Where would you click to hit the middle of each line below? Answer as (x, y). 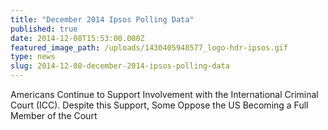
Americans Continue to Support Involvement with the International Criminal (164, 94)
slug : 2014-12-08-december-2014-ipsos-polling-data (120, 66)
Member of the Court (54, 115)
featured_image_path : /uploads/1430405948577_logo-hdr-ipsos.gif (149, 47)
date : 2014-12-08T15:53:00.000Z (77, 38)
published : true (44, 29)
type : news (33, 57)
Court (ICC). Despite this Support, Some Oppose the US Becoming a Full (159, 105)
